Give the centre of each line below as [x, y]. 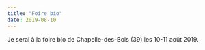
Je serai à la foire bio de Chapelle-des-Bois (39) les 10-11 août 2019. [103, 39]
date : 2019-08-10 [32, 20]
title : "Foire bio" [35, 13]
